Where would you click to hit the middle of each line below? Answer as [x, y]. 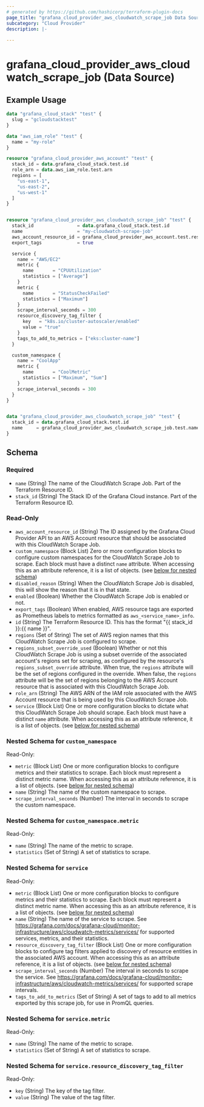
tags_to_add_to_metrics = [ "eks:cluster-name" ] [78, 338]
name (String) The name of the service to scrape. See [81, 918]
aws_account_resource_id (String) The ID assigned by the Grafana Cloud [105, 531]
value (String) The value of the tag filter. [65, 1097]
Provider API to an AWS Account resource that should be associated [100, 538]
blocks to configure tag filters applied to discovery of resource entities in [106, 951]
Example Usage [36, 100]
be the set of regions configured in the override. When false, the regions [106, 673]
